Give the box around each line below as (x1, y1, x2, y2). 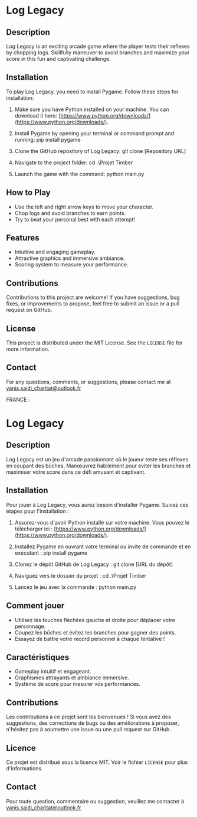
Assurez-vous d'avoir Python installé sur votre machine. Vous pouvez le (14, 519, 190, 526)
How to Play (6, 187, 51, 198)
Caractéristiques (6, 652, 70, 662)
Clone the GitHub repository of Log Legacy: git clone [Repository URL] (14, 147, 186, 154)
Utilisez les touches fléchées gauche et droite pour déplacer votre (14, 616, 176, 623)
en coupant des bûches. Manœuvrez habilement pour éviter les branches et (6, 462, 191, 469)
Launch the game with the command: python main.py (14, 170, 145, 177)
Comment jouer (6, 601, 65, 611)
